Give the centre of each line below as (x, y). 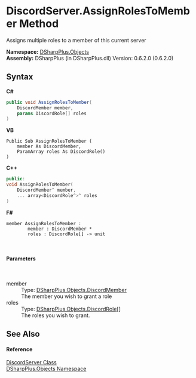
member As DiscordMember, (49, 147)
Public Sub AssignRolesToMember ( (49, 142)
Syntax (20, 77)
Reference (19, 349)
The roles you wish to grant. (56, 315)
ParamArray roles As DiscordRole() (61, 152)
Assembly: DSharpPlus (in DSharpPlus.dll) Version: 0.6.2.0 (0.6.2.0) (90, 58)
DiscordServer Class (31, 362)
